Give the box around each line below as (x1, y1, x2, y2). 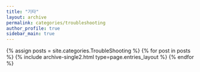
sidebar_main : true (6, 31, 55, 37)
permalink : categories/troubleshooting (6, 20, 106, 26)
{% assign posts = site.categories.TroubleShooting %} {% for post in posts (6, 47, 190, 54)
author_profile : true (6, 25, 60, 32)
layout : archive (6, 14, 47, 20)
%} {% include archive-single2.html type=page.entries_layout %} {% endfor (6, 54, 195, 61)
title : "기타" (6, 8, 39, 15)
